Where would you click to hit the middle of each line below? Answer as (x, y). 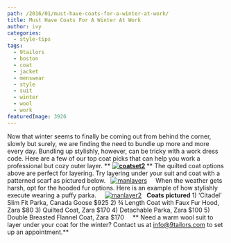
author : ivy (24, 26)
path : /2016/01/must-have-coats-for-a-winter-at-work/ (88, 13)
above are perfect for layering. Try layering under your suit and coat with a (114, 173)
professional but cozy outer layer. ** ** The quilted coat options (115, 165)
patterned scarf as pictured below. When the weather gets (115, 180)
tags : (15, 46)
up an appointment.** (38, 232)
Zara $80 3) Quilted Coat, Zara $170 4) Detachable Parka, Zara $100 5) (109, 210)
